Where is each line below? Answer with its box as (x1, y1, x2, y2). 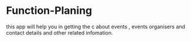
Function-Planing (6, 4, 93, 17)
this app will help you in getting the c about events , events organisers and (6, 23, 186, 30)
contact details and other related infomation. (6, 29, 113, 36)
